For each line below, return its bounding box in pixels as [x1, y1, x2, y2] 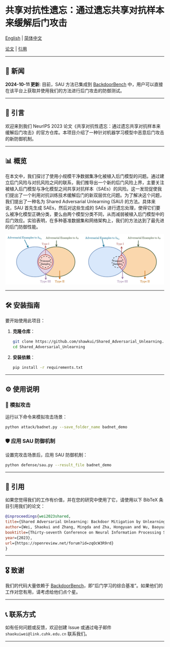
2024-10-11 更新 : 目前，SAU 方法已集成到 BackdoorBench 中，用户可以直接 [5, 81, 163, 87]
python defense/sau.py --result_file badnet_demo [5, 462, 112, 468]
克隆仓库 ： [12, 328, 35, 334]
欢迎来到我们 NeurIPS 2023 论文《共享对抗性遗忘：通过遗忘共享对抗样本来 [5, 123, 161, 129]
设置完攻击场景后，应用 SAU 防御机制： [5, 451, 88, 458]
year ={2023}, [5, 535, 33, 540]
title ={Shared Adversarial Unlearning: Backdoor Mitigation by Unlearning [5, 519, 166, 524]
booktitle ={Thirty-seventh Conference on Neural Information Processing [5, 530, 161, 535]
